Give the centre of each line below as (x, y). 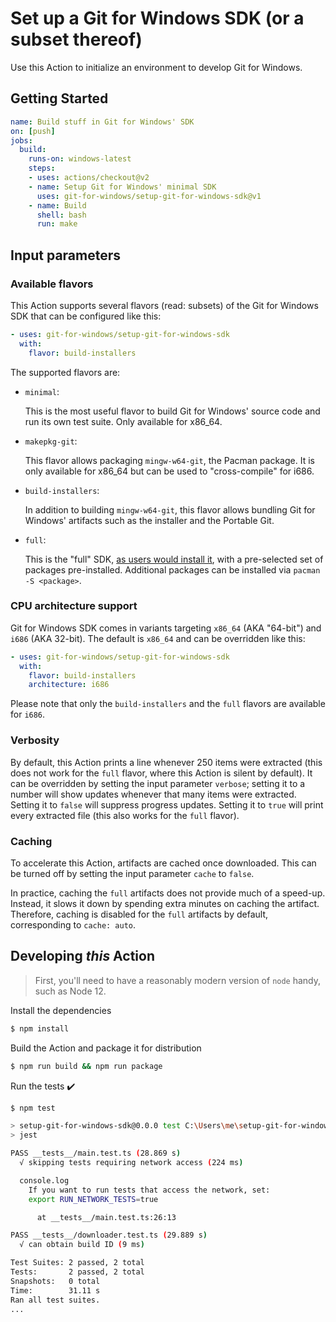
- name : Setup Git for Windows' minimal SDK (122, 187)
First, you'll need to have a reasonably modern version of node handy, (178, 980)
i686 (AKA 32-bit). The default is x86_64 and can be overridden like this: (158, 638)
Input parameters (66, 255)
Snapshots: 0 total (55, 1281)
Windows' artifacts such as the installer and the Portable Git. (149, 520)
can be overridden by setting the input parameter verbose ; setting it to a (158, 783)
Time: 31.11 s (55, 1290)
